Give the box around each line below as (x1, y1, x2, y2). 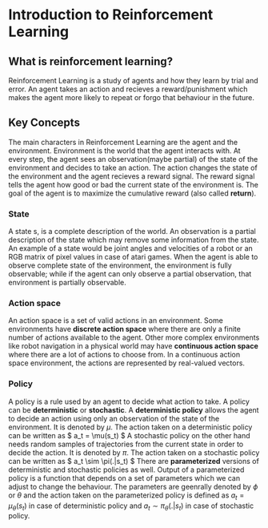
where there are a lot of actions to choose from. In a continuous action (8, 350, 241, 360)
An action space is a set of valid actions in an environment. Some (8, 316, 224, 325)
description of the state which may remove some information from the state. (8, 235, 259, 245)
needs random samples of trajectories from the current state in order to (8, 439, 244, 449)
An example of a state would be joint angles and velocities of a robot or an (8, 244, 254, 253)
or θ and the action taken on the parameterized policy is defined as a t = (8, 490, 245, 502)
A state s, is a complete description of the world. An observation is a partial (8, 227, 256, 236)
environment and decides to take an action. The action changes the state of (8, 163, 258, 172)
